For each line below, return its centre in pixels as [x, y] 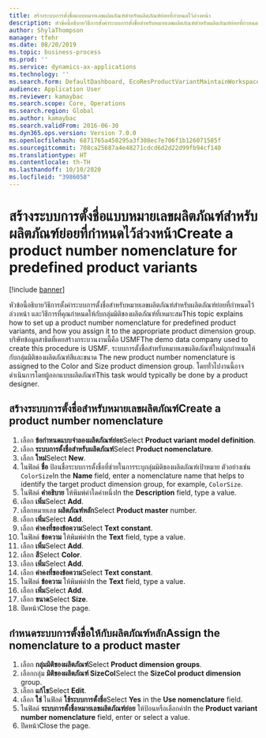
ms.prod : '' [28, 60]
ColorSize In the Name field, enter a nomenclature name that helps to [132, 476]
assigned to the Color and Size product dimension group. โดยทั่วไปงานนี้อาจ [126, 366]
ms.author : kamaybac [43, 119]
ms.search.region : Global [51, 111]
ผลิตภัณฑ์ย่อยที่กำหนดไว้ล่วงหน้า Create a [121, 233]
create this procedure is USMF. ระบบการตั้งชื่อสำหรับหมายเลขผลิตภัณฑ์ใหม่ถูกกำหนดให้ [132, 348]
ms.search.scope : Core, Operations [67, 104]
